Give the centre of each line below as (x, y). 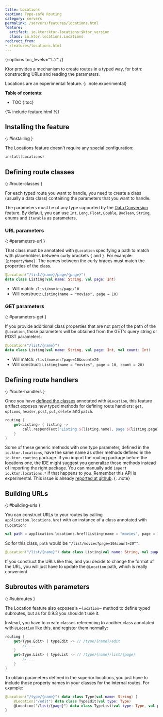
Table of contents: (24, 93)
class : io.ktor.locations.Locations (46, 37)
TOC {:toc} (23, 102)
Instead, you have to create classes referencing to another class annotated (80, 622)
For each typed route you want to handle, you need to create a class (73, 193)
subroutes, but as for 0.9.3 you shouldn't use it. (52, 613)
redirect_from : (20, 41)
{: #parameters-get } (26, 317)
